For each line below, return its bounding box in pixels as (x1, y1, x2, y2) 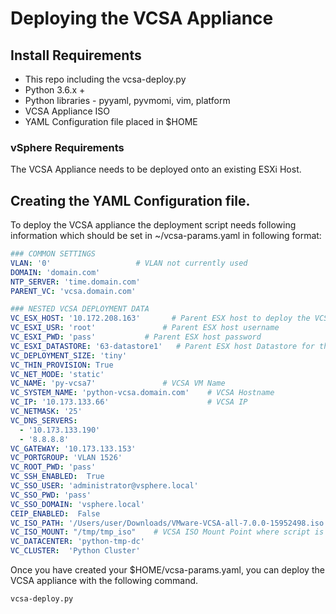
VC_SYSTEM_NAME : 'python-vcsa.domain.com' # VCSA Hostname (10, 388, 275, 398)
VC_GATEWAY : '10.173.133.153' (10, 443, 137, 454)
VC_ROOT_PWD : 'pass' (10, 462, 97, 472)
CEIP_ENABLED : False (10, 508, 101, 519)
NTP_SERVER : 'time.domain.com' (10, 277, 141, 287)
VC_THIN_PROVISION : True (10, 360, 114, 370)
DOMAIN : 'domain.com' (10, 267, 101, 277)
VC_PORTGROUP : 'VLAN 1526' (10, 453, 123, 463)
